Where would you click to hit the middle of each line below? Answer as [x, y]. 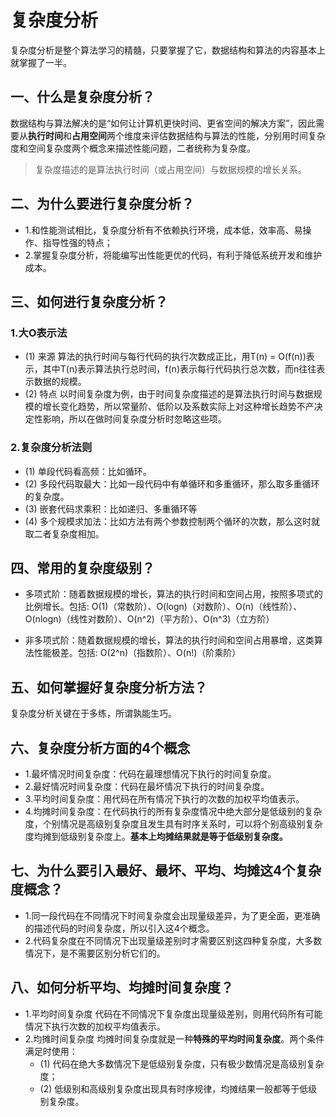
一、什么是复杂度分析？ [82, 97]
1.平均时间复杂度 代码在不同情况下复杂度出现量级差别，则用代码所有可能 [173, 1013]
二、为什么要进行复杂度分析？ [102, 204]
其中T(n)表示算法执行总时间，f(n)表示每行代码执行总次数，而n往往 [179, 369]
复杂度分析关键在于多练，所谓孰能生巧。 [93, 713]
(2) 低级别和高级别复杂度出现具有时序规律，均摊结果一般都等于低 [174, 1088]
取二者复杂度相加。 [64, 533]
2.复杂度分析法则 [51, 448]
